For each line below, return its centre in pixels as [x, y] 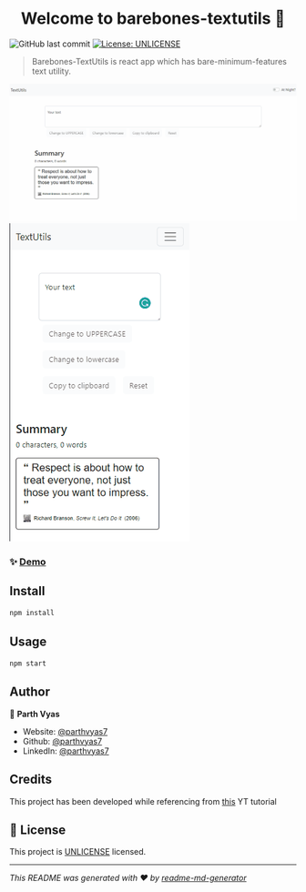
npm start [28, 664]
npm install [32, 613]
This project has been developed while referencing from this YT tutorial [143, 801]
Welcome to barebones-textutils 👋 [153, 19]
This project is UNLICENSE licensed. [78, 852]
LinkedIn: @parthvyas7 [66, 751]
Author [30, 692]
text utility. [51, 71]
